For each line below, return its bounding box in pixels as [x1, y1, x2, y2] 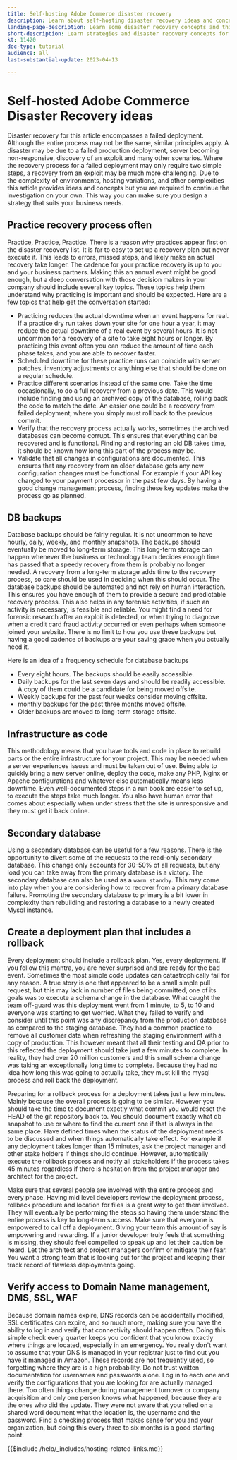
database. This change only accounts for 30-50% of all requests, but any [7, 860, 221, 869]
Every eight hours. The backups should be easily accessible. [17, 670, 195, 679]
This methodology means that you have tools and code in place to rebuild [7, 747, 221, 755]
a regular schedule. [17, 371, 74, 379]
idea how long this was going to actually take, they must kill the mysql [7, 1068, 210, 1076]
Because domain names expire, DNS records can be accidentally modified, [7, 1310, 225, 1319]
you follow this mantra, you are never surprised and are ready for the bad [7, 963, 221, 972]
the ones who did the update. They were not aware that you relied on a [7, 1401, 214, 1409]
